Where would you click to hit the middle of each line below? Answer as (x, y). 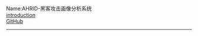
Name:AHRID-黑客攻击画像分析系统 (49, 8)
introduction (21, 15)
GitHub (15, 21)
